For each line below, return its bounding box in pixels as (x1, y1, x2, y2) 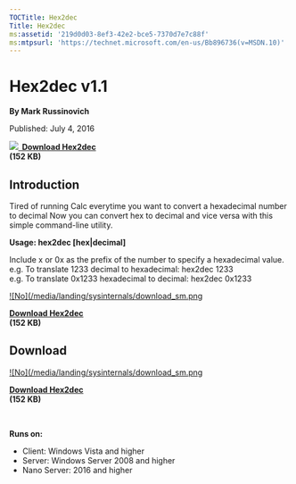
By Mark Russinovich (9, 106, 90, 117)
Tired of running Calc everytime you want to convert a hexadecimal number (9, 201, 288, 211)
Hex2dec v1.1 (9, 77, 109, 96)
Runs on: (9, 428, 43, 438)
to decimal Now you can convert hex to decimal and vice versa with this (9, 211, 274, 221)
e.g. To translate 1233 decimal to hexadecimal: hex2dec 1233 (9, 264, 234, 274)
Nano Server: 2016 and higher (21, 464, 133, 475)
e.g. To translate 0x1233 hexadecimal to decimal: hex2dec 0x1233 (9, 273, 252, 284)
